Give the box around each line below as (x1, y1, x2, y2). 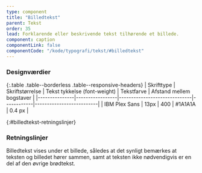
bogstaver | (6, 94, 35, 102)
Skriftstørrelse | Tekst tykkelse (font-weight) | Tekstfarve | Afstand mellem (6, 88, 191, 95)
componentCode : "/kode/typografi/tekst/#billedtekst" (6, 48, 145, 54)
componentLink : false (6, 43, 61, 49)
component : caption (6, 37, 55, 43)
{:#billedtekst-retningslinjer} (6, 118, 77, 126)
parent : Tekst (6, 20, 42, 26)
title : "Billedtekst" (6, 14, 61, 20)
